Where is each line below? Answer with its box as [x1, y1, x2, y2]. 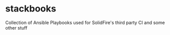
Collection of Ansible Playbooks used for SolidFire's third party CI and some [5, 19, 165, 25]
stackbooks [5, 3, 56, 14]
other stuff [5, 24, 28, 30]
